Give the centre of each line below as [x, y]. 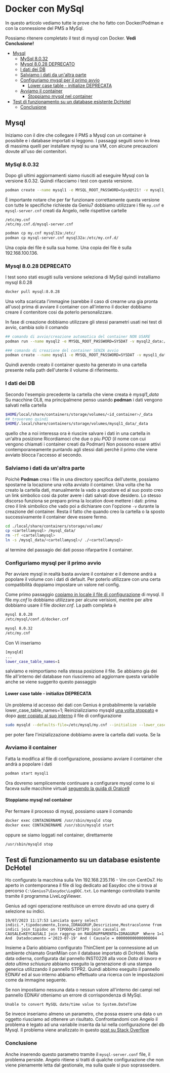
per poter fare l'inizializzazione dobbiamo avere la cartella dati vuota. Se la [83, 734]
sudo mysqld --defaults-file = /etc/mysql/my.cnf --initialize [71, 725]
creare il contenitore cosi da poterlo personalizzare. [59, 312]
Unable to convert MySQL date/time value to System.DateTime [71, 1005]
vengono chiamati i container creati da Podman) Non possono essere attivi [83, 444]
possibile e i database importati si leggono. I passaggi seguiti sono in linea [83, 140]
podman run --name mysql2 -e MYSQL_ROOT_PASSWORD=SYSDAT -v [70, 341]
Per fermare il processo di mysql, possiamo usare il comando [69, 811]
